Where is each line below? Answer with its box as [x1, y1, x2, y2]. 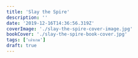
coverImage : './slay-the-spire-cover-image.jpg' [6, 25, 133, 32]
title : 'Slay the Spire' [6, 8, 70, 15]
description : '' [6, 14, 48, 21]
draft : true [6, 43, 37, 49]
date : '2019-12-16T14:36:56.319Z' [6, 20, 95, 26]
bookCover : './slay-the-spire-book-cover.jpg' [6, 31, 128, 37]
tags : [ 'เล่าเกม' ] [6, 37, 46, 43]
